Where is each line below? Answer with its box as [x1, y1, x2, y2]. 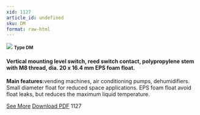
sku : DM [6, 20, 26, 26]
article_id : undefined [6, 15, 64, 21]
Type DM [13, 45, 34, 51]
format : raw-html [6, 26, 51, 32]
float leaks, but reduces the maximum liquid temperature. [6, 91, 151, 98]
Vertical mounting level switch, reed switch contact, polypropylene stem [6, 57, 195, 65]
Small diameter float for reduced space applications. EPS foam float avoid [6, 84, 192, 92]
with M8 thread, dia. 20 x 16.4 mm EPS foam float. [6, 64, 135, 71]
